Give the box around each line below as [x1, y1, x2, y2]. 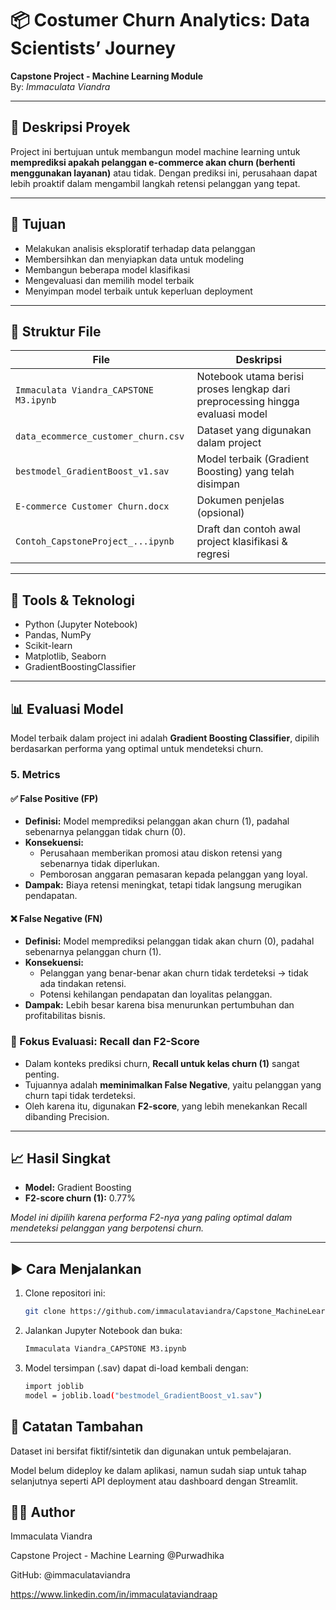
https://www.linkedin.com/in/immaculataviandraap [10, 1588, 218, 1601]
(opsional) [196, 506, 245, 520]
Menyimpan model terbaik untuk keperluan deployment [24, 285, 253, 297]
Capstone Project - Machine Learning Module [10, 70, 204, 82]
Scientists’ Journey [10, 37, 177, 60]
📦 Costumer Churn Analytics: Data [10, 9, 311, 32]
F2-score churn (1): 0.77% [24, 1192, 136, 1204]
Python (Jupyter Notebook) [24, 618, 138, 631]
